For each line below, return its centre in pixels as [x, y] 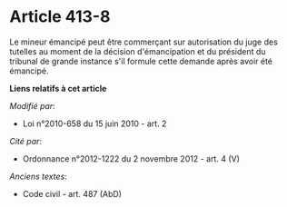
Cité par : [26, 141]
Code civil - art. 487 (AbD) [72, 193]
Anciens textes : [39, 176]
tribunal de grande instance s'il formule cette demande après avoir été [141, 61]
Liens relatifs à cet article [58, 88]
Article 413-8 [60, 17]
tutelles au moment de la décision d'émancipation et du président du [138, 51]
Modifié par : [33, 105]
